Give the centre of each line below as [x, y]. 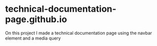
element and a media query [33, 38]
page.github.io [36, 19]
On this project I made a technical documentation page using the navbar [78, 33]
